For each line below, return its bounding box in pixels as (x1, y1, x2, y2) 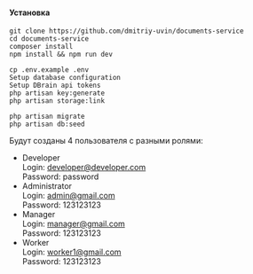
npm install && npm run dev (9, 50, 114, 59)
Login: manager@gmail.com (21, 218, 126, 230)
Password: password (21, 171, 99, 182)
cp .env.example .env (9, 66, 90, 74)
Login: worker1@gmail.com (21, 247, 122, 257)
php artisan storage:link (9, 97, 105, 106)
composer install (9, 43, 74, 51)
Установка (9, 7, 51, 18)
